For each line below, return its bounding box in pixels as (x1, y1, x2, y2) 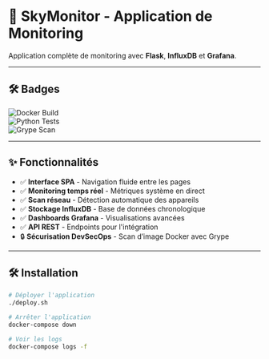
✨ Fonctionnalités (8, 155, 99, 169)
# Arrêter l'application (8, 313, 91, 321)
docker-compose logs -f (8, 342, 88, 351)
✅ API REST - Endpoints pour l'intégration (19, 222, 159, 232)
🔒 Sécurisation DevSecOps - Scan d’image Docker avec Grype (19, 232, 230, 241)
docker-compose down (8, 321, 78, 329)
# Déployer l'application (8, 292, 94, 300)
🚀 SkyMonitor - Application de (8, 7, 213, 26)
